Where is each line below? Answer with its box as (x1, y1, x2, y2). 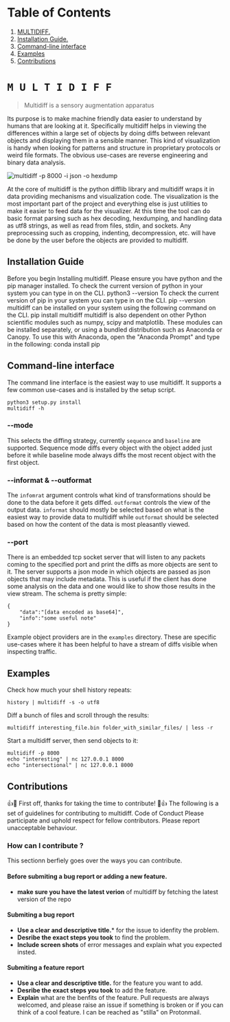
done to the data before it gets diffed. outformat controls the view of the (7, 499, 211, 507)
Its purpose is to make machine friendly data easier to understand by (7, 114, 203, 122)
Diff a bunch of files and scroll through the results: (7, 711, 150, 719)
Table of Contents (7, 5, 111, 21)
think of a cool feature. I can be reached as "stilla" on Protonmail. (16, 1008, 202, 1016)
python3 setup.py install (7, 399, 81, 406)
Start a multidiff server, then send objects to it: (7, 737, 139, 745)
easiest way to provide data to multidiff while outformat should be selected (7, 513, 219, 521)
